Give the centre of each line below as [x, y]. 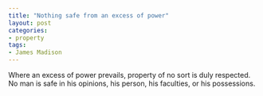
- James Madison [35, 52]
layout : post [30, 23]
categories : [28, 30]
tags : [17, 45]
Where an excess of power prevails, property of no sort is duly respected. [130, 75]
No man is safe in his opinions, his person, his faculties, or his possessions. [132, 83]
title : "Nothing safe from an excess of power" [89, 15]
